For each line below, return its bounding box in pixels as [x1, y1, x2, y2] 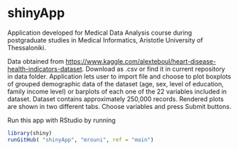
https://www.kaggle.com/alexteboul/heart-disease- [65, 57, 217, 65]
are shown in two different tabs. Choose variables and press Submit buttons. [7, 102, 232, 110]
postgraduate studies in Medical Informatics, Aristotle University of [7, 35, 204, 44]
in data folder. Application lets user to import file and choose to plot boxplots [7, 72, 232, 81]
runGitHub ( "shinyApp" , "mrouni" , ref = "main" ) [7, 136, 154, 143]
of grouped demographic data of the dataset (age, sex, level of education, [7, 79, 224, 88]
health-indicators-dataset [7, 64, 82, 73]
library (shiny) [7, 129, 53, 137]
